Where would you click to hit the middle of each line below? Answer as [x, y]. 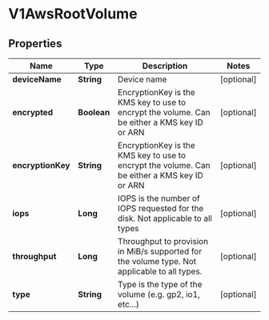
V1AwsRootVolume [73, 14]
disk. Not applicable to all [165, 218]
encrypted [33, 112]
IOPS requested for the [161, 208]
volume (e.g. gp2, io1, [159, 294]
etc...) [128, 304]
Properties [35, 44]
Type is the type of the [160, 284]
